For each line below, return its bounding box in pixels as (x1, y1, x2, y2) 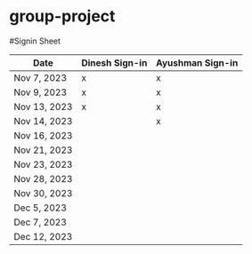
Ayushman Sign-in (155, 56, 239, 68)
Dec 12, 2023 (13, 230, 73, 242)
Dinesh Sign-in (81, 56, 148, 68)
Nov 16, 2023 (13, 129, 73, 141)
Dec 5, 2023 (13, 202, 67, 214)
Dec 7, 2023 (13, 216, 67, 228)
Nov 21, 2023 (13, 144, 73, 156)
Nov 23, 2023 (13, 158, 73, 171)
